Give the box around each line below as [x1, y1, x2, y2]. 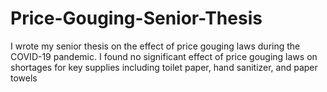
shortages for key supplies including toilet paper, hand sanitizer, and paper [10, 61, 318, 73]
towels [10, 72, 38, 84]
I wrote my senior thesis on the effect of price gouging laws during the [10, 40, 301, 52]
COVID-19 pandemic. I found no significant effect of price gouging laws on [10, 50, 318, 62]
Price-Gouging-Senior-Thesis [10, 7, 263, 30]
